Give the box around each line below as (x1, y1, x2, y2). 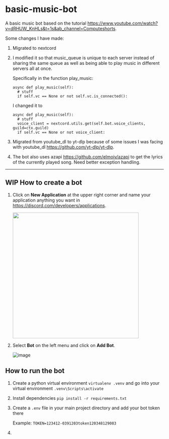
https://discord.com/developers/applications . (12, 202, 107, 208)
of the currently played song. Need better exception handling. (12, 159, 141, 165)
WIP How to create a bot (5, 179, 82, 187)
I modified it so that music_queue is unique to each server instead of (12, 54, 154, 61)
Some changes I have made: (5, 35, 64, 41)
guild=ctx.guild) (12, 125, 49, 130)
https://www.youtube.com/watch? (87, 20, 158, 26)
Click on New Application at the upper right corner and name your (12, 192, 151, 198)
